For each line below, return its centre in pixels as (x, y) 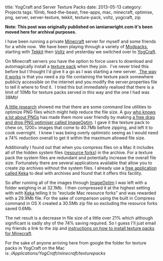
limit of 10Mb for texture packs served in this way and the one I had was (77, 92)
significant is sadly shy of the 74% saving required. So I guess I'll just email (81, 223)
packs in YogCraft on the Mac (35, 248)
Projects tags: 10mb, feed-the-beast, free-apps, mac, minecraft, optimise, (79, 12)
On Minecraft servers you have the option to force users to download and (79, 61)
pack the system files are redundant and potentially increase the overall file (81, 158)
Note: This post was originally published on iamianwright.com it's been (79, 27)
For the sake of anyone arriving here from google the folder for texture (76, 243)
